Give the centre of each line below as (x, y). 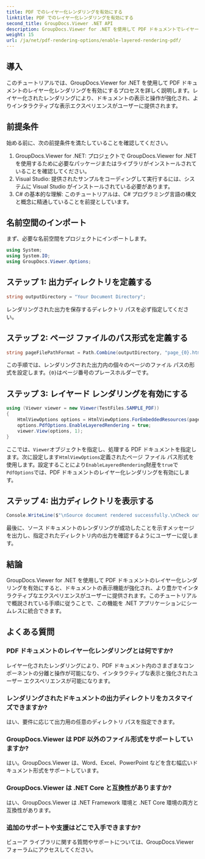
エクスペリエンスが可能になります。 (69, 681)
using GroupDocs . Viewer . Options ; (49, 262)
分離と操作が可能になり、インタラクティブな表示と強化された (116, 673)
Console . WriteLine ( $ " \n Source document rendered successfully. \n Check (98, 516)
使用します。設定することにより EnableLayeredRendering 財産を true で (92, 464)
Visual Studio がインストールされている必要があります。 (103, 186)
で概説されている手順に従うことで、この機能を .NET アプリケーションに (97, 603)
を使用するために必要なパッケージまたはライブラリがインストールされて (106, 163)
